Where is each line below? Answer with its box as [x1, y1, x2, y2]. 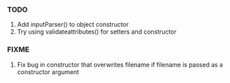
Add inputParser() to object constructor [16, 21, 129, 29]
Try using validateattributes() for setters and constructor [16, 27, 177, 36]
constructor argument [16, 67, 80, 76]
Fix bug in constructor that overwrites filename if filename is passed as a [16, 60, 223, 69]
